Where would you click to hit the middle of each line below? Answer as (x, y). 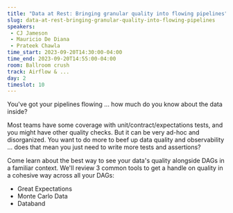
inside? (17, 112)
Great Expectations (45, 189)
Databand (31, 204)
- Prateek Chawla (35, 46)
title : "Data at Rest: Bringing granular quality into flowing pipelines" (118, 14)
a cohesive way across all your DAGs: (61, 176)
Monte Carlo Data (42, 196)
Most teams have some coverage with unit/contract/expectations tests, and (115, 125)
